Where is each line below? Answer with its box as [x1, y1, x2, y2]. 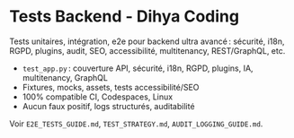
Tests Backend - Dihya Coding [9, 6, 240, 27]
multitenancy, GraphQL [22, 72, 108, 82]
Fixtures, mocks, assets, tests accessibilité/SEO [22, 82, 200, 92]
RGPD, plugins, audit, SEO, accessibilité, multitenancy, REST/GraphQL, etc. [9, 45, 286, 56]
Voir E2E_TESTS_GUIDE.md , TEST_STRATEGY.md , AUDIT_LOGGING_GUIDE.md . [9, 118, 263, 129]
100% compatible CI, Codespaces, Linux [22, 91, 174, 102]
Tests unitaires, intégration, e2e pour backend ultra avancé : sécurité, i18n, [9, 36, 285, 47]
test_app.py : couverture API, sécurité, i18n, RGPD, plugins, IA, [22, 63, 254, 73]
